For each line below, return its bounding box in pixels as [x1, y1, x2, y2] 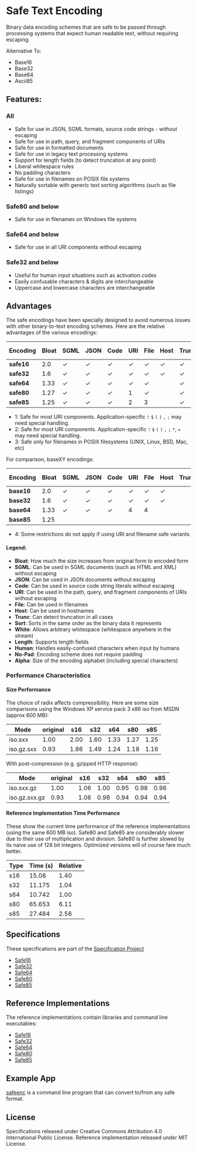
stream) [14, 632, 34, 639]
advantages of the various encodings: [6, 329, 98, 336]
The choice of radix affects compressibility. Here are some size [6, 699, 159, 706]
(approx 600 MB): [6, 711, 49, 719]
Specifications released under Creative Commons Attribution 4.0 [6, 1128, 162, 1135]
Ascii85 [14, 77, 33, 84]
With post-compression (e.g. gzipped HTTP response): [6, 760, 139, 767]
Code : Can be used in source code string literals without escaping [14, 582, 175, 589]
